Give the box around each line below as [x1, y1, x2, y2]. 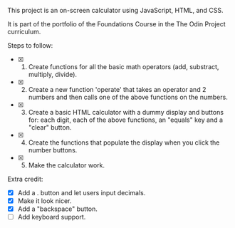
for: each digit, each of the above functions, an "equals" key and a [28, 115, 223, 124]
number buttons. [28, 146, 78, 154]
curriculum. [7, 28, 41, 36]
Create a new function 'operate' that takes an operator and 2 [28, 85, 207, 93]
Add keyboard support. [17, 213, 86, 222]
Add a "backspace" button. [17, 204, 98, 213]
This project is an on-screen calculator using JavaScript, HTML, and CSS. [7, 6, 224, 14]
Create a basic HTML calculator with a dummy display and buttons [28, 108, 224, 116]
